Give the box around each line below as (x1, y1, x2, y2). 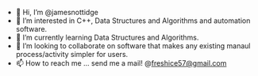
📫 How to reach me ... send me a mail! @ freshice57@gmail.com (15, 59, 227, 67)
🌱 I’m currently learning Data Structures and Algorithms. (15, 32, 199, 42)
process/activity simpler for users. (15, 50, 129, 59)
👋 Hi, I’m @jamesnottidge (15, 8, 99, 17)
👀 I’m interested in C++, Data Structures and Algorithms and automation (15, 16, 251, 25)
